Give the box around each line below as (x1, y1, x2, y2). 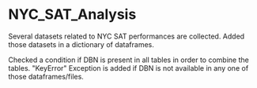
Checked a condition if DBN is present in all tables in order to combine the (8, 55, 249, 64)
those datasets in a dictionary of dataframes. (8, 39, 154, 49)
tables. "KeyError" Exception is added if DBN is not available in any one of (8, 63, 249, 72)
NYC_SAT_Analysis (8, 5, 137, 24)
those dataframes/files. (8, 71, 85, 81)
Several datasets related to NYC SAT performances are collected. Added (8, 31, 245, 41)
